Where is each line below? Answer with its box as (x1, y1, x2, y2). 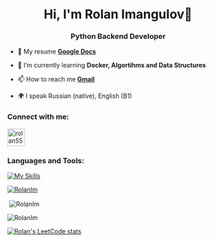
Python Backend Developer (70, 32, 166, 42)
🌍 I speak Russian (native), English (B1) (17, 91, 132, 101)
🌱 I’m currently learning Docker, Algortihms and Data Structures (17, 61, 206, 70)
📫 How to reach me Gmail (17, 75, 95, 84)
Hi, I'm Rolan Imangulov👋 (44, 6, 193, 23)
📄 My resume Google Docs (17, 47, 96, 56)
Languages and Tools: (7, 155, 84, 165)
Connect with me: (7, 112, 70, 122)
